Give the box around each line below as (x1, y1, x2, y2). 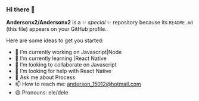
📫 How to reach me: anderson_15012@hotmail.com (14, 80, 141, 88)
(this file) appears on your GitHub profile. (6, 26, 107, 33)
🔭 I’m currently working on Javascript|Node (14, 49, 122, 56)
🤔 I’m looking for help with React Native (14, 68, 112, 75)
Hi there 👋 (6, 5, 36, 14)
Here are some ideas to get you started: (6, 37, 104, 44)
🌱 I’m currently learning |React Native (14, 55, 107, 62)
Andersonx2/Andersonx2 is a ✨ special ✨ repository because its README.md (6, 19, 194, 26)
